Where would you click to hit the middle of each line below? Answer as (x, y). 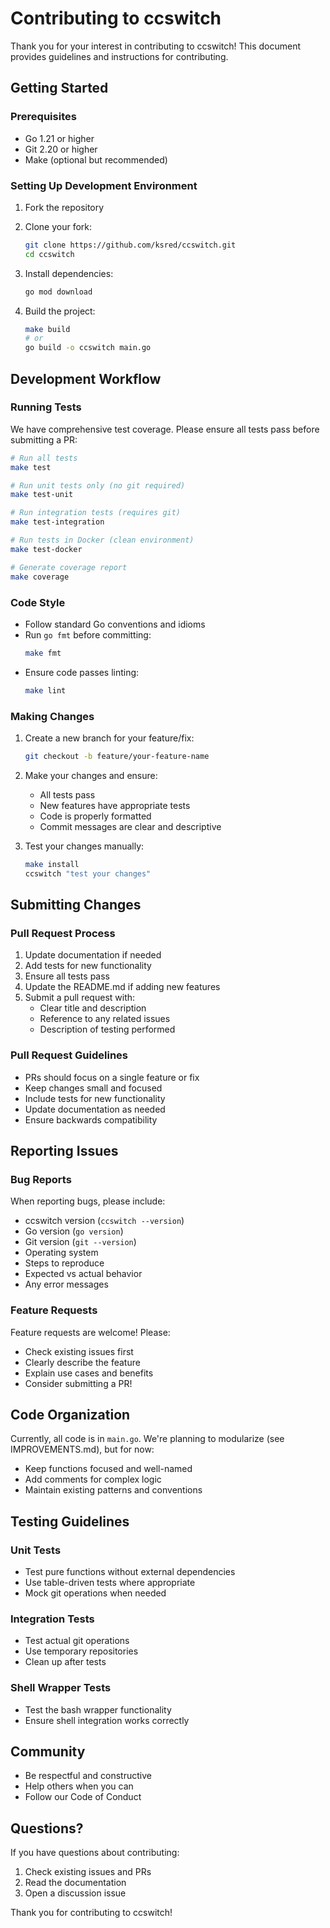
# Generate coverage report (69, 567)
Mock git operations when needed (95, 1593)
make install (52, 864)
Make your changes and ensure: (91, 775)
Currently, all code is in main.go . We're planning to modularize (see (147, 1439)
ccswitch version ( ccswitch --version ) (104, 1221)
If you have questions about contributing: (95, 1853)
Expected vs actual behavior (83, 1274)
